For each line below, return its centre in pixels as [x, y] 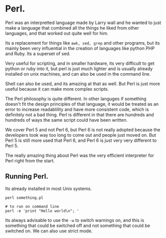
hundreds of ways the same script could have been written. [66, 120]
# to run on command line [32, 206]
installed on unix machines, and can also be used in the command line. [78, 74]
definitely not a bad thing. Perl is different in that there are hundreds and [79, 114]
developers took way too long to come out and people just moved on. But [81, 135]
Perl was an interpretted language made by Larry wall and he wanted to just [83, 23]
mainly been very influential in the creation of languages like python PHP [80, 48]
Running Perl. [27, 177]
